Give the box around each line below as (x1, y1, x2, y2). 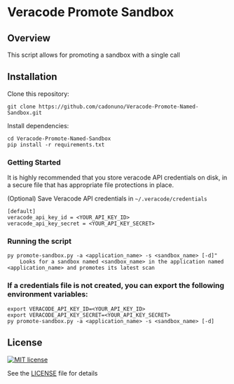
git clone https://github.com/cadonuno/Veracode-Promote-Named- (7, 103, 199, 110)
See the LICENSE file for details (7, 369, 98, 377)
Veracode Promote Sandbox (7, 4, 174, 20)
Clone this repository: (7, 89, 70, 98)
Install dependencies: (7, 121, 69, 130)
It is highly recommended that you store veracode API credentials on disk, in (7, 173, 228, 182)
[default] (7, 208, 36, 215)
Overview (7, 32, 51, 44)
